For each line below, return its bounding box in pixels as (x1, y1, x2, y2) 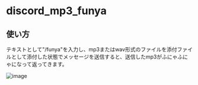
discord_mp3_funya (6, 4, 107, 18)
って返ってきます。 (21, 61, 68, 67)
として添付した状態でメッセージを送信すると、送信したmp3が (11, 53, 162, 60)
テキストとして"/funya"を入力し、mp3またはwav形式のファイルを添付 (6, 46, 177, 53)
